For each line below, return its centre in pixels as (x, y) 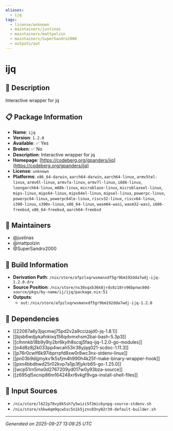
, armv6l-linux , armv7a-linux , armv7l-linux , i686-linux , (83, 182)
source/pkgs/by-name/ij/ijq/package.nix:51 (60, 292)
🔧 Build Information (37, 265)
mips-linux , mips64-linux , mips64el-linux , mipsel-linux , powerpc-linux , (89, 193)
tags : (11, 20)
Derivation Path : (30, 277)
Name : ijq (24, 132)
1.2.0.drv (23, 282)
